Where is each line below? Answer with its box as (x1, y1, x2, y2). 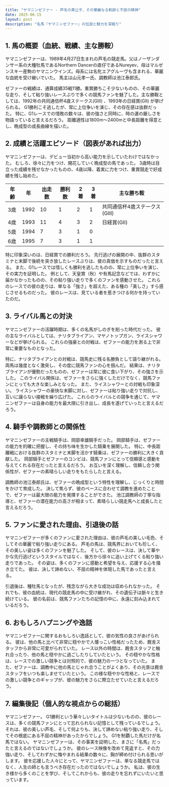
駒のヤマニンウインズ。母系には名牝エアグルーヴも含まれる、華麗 (27, 69, 163, 75)
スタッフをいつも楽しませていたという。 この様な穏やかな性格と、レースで (5, 671, 160, 677)
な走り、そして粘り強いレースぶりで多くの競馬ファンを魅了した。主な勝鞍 (5, 92, 159, 98)
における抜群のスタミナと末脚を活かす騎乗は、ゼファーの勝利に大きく (14, 449, 159, 455)
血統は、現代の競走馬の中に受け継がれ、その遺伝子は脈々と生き (31, 589, 164, 595)
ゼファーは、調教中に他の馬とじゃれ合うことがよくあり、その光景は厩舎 (14, 664, 163, 671)
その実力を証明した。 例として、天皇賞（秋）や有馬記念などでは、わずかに (5, 270, 160, 276)
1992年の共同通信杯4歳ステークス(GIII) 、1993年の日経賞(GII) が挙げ (22, 98, 164, 104)
